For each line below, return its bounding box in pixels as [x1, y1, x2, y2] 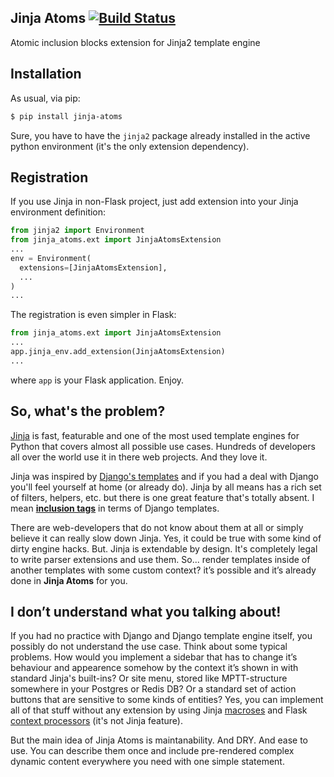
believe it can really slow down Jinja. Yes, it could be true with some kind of [10, 532, 322, 544]
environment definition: [10, 206, 107, 218]
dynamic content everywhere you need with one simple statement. [10, 756, 285, 768]
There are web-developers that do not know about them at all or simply [10, 521, 304, 533]
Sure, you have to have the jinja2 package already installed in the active [10, 129, 311, 141]
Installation [10, 66, 82, 83]
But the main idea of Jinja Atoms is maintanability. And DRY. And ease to [10, 734, 308, 746]
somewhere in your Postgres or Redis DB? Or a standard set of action [10, 683, 297, 695]
